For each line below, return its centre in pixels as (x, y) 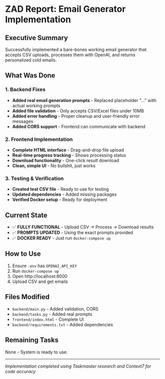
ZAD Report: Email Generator (66, 9)
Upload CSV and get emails (40, 281)
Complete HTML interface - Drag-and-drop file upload (68, 150)
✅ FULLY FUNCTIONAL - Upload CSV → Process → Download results (83, 227)
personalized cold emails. (31, 60)
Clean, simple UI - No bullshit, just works (54, 166)
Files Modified (27, 297)
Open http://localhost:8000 (40, 276)
